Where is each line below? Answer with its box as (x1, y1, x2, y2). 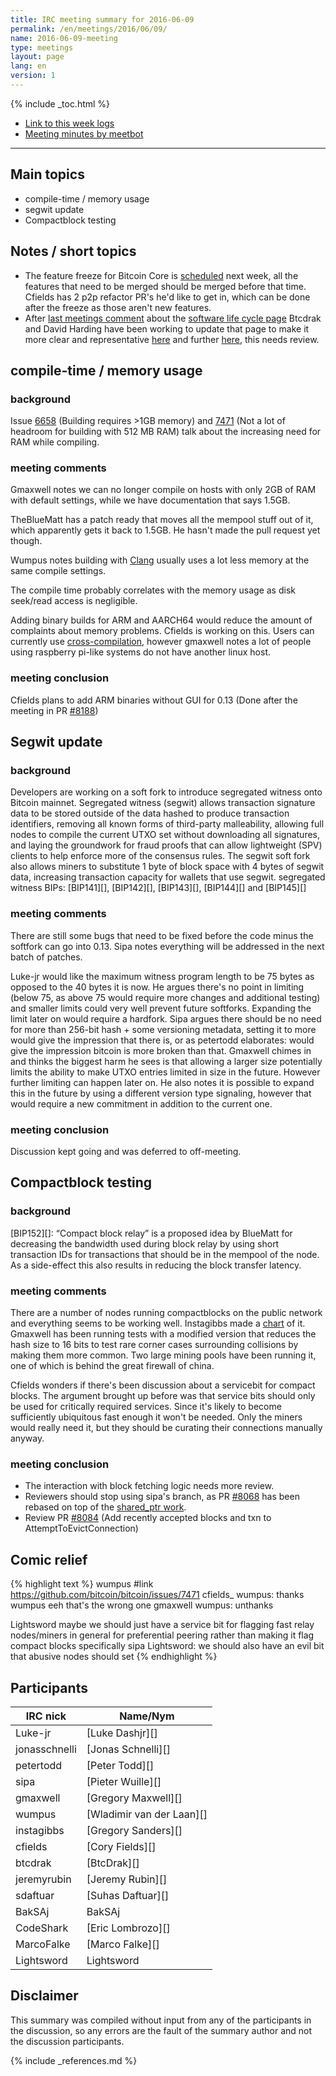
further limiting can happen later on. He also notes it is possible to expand (10, 1076, 315, 1088)
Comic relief (10, 1551, 88, 1568)
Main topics (10, 166, 85, 183)
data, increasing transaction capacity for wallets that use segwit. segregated (10, 871, 326, 883)
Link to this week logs (24, 117, 115, 129)
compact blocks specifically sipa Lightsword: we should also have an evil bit (10, 1640, 325, 1652)
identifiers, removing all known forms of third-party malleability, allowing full (10, 818, 325, 830)
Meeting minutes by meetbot (24, 127, 144, 140)
